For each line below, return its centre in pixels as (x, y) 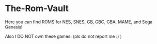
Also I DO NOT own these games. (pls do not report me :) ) (63, 36)
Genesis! (14, 27)
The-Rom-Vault (37, 8)
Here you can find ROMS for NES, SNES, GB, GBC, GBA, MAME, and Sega (79, 22)
